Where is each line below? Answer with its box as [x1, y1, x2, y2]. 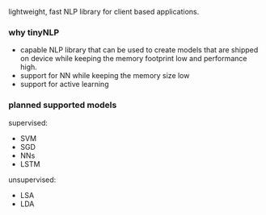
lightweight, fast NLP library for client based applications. [8, 7, 200, 16]
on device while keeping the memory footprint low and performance [19, 54, 247, 64]
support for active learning [19, 80, 109, 89]
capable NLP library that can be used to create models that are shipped [19, 45, 259, 55]
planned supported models [8, 100, 117, 111]
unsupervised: [8, 175, 57, 184]
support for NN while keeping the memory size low [19, 71, 190, 81]
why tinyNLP [8, 27, 60, 38]
